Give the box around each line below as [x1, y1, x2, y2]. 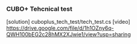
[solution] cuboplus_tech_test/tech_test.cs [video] [6, 18, 131, 26]
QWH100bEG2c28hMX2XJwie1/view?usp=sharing [6, 31, 131, 38]
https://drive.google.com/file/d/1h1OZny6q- [6, 24, 114, 32]
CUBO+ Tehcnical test [6, 5, 72, 13]
